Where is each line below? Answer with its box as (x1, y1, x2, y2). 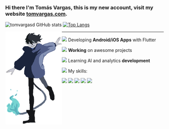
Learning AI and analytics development (67, 57, 150, 64)
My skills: (67, 68, 88, 74)
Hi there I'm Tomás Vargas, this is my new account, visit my (5, 4, 153, 11)
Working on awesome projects (67, 47, 132, 53)
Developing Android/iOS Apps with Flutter (67, 37, 156, 43)
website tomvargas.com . (5, 10, 68, 17)
